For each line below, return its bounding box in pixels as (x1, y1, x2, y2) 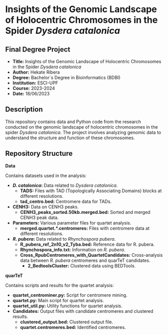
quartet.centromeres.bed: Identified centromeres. (20, 324, 126, 330)
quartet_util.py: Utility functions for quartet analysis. (12, 303, 123, 309)
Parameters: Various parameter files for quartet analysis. (12, 219, 132, 226)
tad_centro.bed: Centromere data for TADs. (20, 198, 112, 204)
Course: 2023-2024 (12, 85, 55, 91)
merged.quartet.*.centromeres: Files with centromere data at (20, 225, 150, 231)
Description (5, 105, 43, 114)
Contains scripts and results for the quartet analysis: (5, 282, 114, 288)
